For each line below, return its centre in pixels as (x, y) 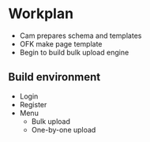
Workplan (41, 14)
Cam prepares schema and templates (81, 35)
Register (33, 104)
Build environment (54, 77)
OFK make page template (61, 43)
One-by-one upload (64, 129)
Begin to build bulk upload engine (74, 52)
